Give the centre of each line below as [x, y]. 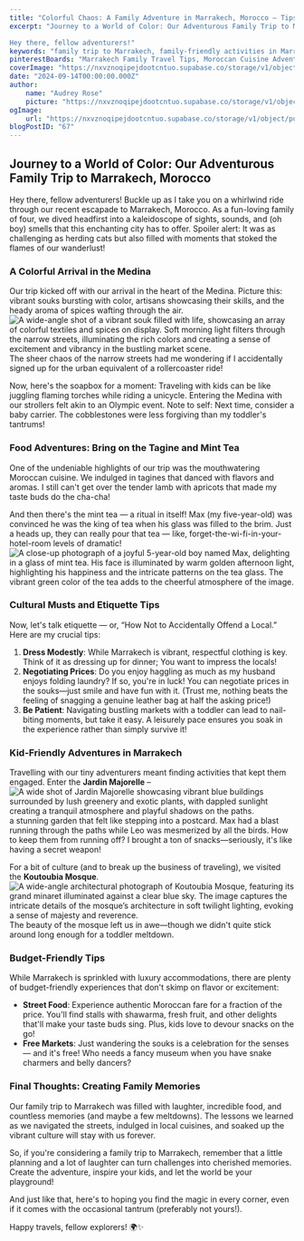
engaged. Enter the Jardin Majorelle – [81, 782]
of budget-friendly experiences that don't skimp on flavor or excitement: [144, 987]
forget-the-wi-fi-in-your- [236, 533]
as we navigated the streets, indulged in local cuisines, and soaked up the [147, 1125]
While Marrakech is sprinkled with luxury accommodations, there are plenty [150, 978]
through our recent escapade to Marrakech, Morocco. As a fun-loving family [152, 209]
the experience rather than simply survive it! [104, 729]
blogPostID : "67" [42, 127]
